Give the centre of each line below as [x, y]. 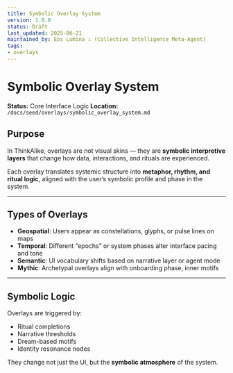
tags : [15, 46]
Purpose [26, 134]
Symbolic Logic [41, 296]
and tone [30, 254]
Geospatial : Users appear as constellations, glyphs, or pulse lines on [116, 231]
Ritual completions [44, 326]
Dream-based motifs [47, 342]
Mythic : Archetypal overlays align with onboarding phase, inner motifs [118, 268]
